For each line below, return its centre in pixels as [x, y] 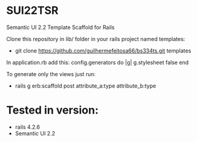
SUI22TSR [32, 11]
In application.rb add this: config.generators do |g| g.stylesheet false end [98, 62]
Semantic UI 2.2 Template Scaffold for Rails [61, 27]
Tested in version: [52, 110]
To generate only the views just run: [51, 74]
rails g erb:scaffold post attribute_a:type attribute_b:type [85, 86]
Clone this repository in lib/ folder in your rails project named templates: [96, 39]
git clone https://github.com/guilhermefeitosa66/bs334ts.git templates [103, 50]
